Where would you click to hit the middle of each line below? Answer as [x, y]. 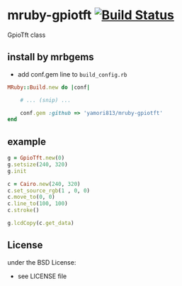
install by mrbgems [51, 57]
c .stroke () [23, 210]
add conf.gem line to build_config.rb [72, 74]
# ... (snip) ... [46, 100]
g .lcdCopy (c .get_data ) [41, 224]
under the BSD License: [42, 262]
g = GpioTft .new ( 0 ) [36, 158]
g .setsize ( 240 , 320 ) [38, 164]
